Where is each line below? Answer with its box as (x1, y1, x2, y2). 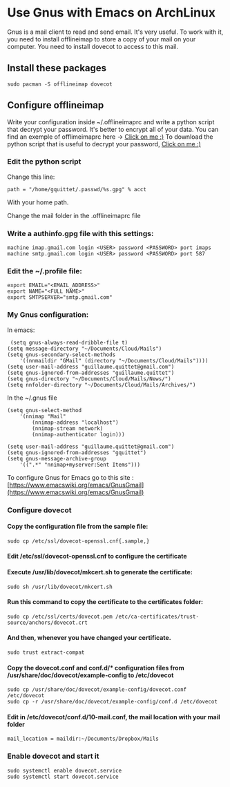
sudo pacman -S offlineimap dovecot (7, 81, 113, 88)
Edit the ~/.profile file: (7, 266, 83, 276)
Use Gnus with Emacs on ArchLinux (7, 5, 216, 21)
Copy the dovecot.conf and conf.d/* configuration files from (7, 663, 184, 672)
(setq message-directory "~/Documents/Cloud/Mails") (7, 345, 162, 352)
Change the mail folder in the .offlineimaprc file (7, 211, 141, 220)
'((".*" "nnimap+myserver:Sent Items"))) (19, 461, 140, 468)
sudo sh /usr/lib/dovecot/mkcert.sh (7, 583, 113, 590)
